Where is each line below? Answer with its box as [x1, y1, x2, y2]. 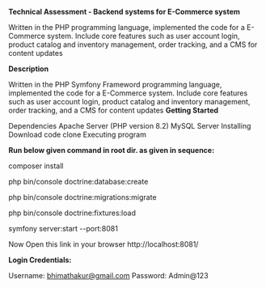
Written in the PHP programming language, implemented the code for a [8, 23, 245, 32]
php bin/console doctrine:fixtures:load [8, 208, 136, 218]
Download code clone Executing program [8, 129, 147, 139]
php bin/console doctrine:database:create [8, 177, 149, 186]
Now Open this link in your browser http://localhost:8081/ [8, 239, 199, 249]
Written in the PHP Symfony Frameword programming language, [8, 80, 222, 89]
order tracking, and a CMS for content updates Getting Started [8, 105, 219, 115]
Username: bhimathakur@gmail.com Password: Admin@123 [8, 271, 209, 280]
